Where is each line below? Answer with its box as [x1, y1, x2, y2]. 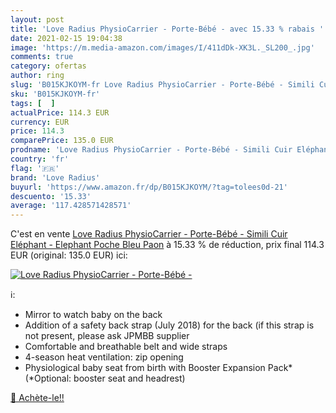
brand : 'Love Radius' [10, 172, 101, 183]
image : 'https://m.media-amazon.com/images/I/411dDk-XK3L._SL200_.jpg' [10, 42, 315, 53]
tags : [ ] [10, 98, 56, 108]
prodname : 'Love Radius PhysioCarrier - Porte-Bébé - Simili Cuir [10, 145, 293, 155]
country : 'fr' [10, 154, 70, 164]
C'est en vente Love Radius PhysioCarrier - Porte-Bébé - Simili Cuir [10, 228, 288, 240]
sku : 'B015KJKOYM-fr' [10, 89, 101, 99]
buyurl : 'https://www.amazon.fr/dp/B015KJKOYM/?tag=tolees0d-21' [10, 182, 288, 192]
